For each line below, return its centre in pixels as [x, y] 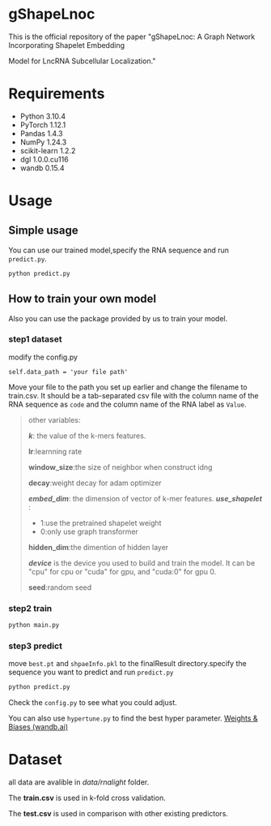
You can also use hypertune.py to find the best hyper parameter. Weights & [133, 718]
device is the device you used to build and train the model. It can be [142, 563]
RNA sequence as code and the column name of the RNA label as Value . [127, 404]
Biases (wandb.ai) [38, 727]
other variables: [54, 419]
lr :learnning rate [55, 451]
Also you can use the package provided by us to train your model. [118, 318]
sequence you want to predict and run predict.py [91, 672]
